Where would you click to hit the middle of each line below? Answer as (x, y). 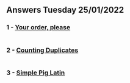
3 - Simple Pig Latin (36, 73)
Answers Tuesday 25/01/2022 (65, 10)
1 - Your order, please (38, 27)
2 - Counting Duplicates (42, 50)
